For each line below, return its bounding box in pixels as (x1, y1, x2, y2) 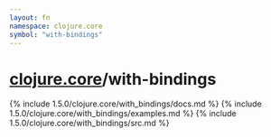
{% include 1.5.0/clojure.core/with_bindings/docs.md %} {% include (9, 98, 262, 109)
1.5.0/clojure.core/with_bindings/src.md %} (9, 118, 170, 129)
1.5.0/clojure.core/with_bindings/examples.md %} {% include (9, 108, 237, 119)
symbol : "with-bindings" (9, 30, 103, 39)
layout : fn (9, 13, 51, 23)
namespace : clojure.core (9, 22, 103, 31)
